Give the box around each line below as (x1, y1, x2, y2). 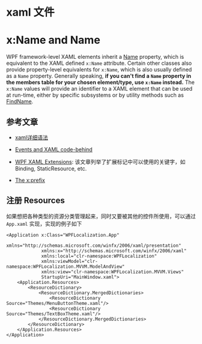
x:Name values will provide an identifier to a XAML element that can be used (6, 85, 193, 92)
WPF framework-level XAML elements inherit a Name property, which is (6, 53, 185, 61)
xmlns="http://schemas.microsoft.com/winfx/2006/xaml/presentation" (6, 243, 182, 249)
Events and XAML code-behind (14, 145, 93, 153)
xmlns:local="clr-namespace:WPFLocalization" (41, 253, 158, 259)
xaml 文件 (6, 5, 55, 19)
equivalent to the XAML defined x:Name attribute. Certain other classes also (6, 59, 192, 67)
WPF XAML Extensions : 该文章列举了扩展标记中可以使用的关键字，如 (14, 158, 186, 165)
